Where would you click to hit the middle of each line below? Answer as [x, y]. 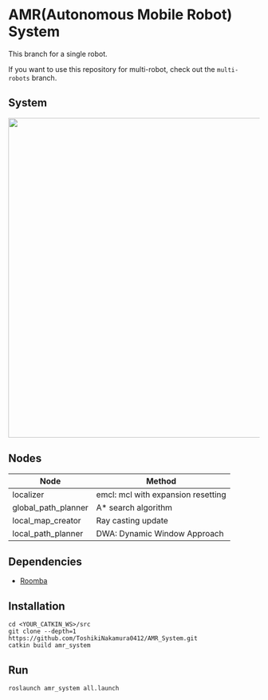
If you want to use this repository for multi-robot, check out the [112, 69]
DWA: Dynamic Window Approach [160, 533]
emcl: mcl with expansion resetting [161, 495]
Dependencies [45, 561]
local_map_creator [47, 520]
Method [162, 481]
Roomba [33, 581]
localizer [28, 495]
